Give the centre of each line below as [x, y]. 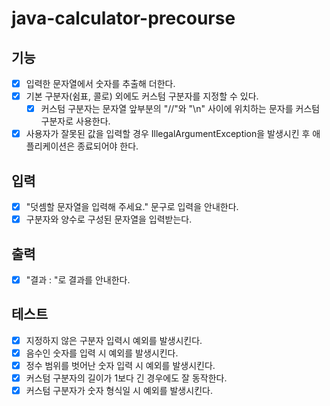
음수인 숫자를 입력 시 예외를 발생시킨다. [102, 353]
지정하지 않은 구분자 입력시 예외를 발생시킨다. [114, 340]
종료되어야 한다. [108, 146]
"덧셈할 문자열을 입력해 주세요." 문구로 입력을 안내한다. [132, 207]
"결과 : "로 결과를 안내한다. [78, 280]
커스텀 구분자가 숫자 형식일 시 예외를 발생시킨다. [119, 391]
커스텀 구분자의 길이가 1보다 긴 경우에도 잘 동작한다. [126, 378]
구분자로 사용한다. [75, 121]
